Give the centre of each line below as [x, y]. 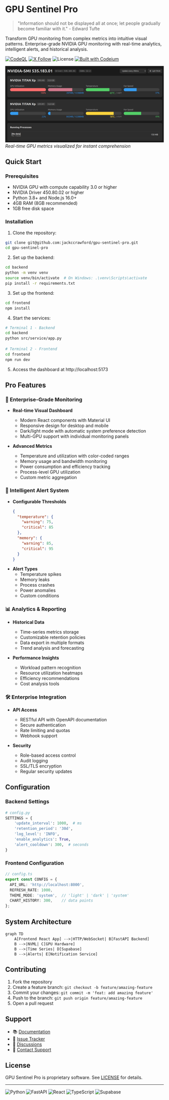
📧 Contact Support [32, 1050]
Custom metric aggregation [48, 478]
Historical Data [28, 622]
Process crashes [37, 585]
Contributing [26, 970]
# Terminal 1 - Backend [30, 328]
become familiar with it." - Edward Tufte [59, 28]
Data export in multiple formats [52, 643]
